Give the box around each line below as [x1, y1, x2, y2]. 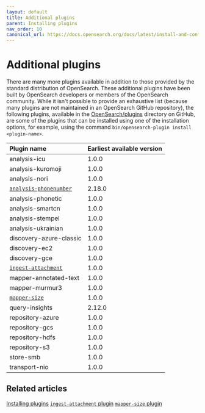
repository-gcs [9, 323, 54, 332]
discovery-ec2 [9, 244, 53, 253]
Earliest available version [87, 145, 163, 153]
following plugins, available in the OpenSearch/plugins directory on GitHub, [6, 110, 195, 118]
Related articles [6, 384, 67, 394]
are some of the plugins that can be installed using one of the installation [6, 117, 189, 124]
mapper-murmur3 [9, 284, 62, 292]
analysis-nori [9, 174, 48, 183]
